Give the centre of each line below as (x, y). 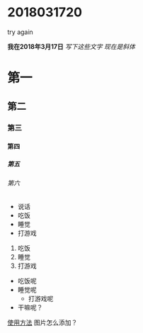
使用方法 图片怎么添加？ (42, 322)
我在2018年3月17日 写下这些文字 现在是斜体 (71, 46)
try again (20, 32)
